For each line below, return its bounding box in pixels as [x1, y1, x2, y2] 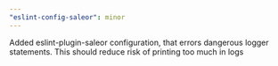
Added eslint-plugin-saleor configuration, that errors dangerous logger [9, 37, 269, 48]
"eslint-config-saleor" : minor [9, 12, 126, 22]
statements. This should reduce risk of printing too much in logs [9, 46, 244, 57]
